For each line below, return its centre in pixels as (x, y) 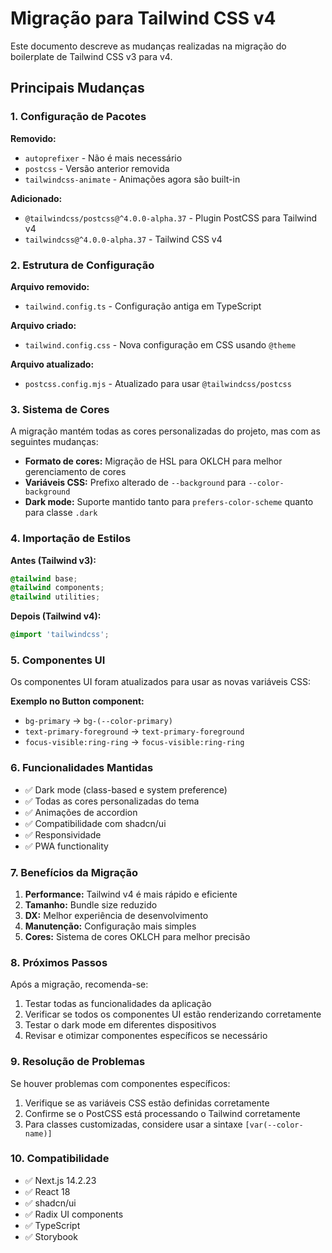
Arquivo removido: (50, 286)
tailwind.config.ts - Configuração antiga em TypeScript (143, 306)
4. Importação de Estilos (71, 539)
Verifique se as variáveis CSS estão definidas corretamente (147, 1103)
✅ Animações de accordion (81, 812)
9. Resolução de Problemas (78, 1062)
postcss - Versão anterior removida (97, 168)
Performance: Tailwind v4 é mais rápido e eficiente (131, 894)
